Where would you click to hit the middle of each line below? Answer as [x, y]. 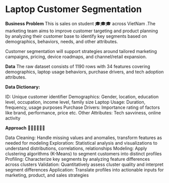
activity [13, 118]
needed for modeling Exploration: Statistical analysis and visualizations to [81, 143]
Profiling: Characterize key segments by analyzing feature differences [77, 159]
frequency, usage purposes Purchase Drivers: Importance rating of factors [82, 107]
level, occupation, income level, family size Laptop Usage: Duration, [75, 102]
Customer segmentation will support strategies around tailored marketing [81, 51]
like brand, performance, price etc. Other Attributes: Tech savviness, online [83, 112]
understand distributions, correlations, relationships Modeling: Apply [76, 148]
